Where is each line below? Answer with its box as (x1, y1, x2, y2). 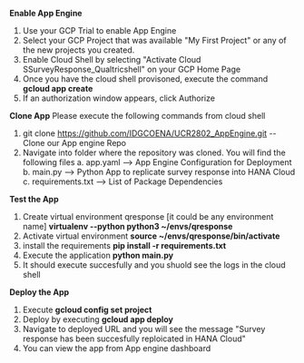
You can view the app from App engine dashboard (22, 343, 211, 353)
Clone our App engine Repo (22, 138, 127, 148)
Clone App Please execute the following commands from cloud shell (9, 111, 266, 121)
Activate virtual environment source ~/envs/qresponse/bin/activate (22, 231, 280, 241)
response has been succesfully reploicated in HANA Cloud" (22, 333, 247, 344)
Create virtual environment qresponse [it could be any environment (22, 211, 274, 221)
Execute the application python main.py (22, 250, 174, 260)
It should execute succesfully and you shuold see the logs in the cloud (22, 260, 286, 270)
